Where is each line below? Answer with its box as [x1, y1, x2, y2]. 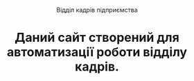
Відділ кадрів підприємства [56, 6, 138, 14]
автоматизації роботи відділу [7, 45, 187, 60]
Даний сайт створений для [15, 30, 179, 45]
